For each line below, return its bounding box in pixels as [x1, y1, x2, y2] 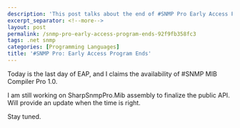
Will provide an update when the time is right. [7, 98, 141, 107]
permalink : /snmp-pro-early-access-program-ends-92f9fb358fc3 [7, 30, 196, 38]
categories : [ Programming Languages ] [7, 43, 120, 50]
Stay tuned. [7, 112, 41, 121]
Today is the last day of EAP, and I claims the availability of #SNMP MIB [7, 69, 218, 78]
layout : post [7, 23, 46, 31]
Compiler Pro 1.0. [7, 77, 58, 85]
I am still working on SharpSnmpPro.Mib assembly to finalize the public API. [7, 90, 230, 100]
